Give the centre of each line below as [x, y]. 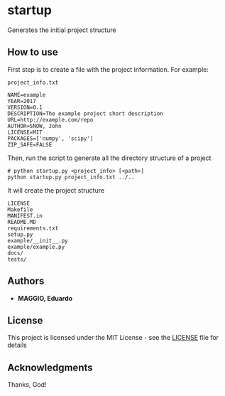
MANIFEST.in [25, 215]
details [17, 345]
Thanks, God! [27, 385]
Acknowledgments [50, 367]
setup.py [20, 234]
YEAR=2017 [22, 101]
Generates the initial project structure [62, 30]
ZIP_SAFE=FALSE [30, 144]
